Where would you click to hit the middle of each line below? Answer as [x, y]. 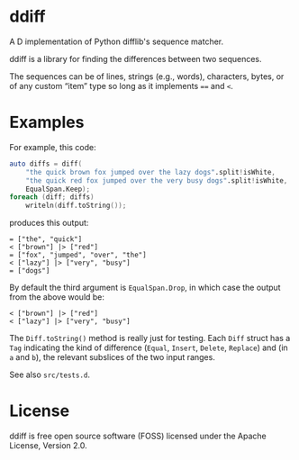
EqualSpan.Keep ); [58, 189]
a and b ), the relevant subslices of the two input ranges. [113, 357]
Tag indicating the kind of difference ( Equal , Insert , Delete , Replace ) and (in [149, 347]
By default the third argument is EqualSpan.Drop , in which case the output [145, 288]
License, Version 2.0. [48, 446]
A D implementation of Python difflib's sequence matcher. [117, 41]
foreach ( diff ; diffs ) [52, 197]
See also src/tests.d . [50, 374]
